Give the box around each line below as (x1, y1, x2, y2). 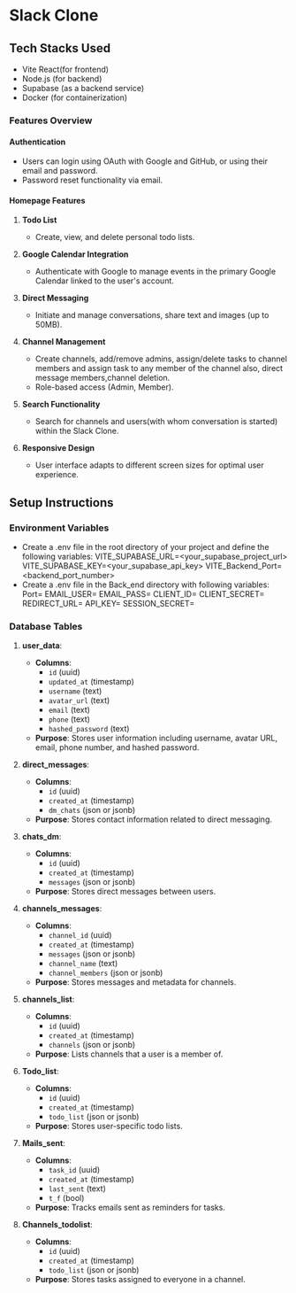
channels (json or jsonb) (48, 1040, 136, 1050)
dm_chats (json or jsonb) (48, 805, 136, 816)
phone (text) (48, 714, 91, 724)
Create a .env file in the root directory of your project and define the (21, 542, 269, 553)
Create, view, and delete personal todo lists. (34, 232, 195, 243)
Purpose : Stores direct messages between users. (34, 887, 216, 897)
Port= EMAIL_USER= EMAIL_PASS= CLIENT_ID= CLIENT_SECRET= (21, 589, 265, 600)
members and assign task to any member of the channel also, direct (34, 363, 284, 374)
